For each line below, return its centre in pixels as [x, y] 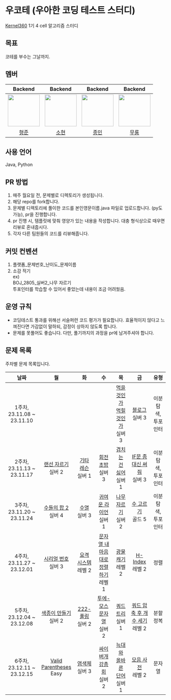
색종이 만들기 [56, 613]
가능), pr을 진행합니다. [35, 215]
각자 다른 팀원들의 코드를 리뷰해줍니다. [51, 234]
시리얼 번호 [56, 558]
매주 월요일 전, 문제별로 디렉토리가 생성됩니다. [58, 195]
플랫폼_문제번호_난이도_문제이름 [45, 264]
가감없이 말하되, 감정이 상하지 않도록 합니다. [74, 326]
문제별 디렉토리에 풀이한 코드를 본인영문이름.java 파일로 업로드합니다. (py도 [88, 208]
